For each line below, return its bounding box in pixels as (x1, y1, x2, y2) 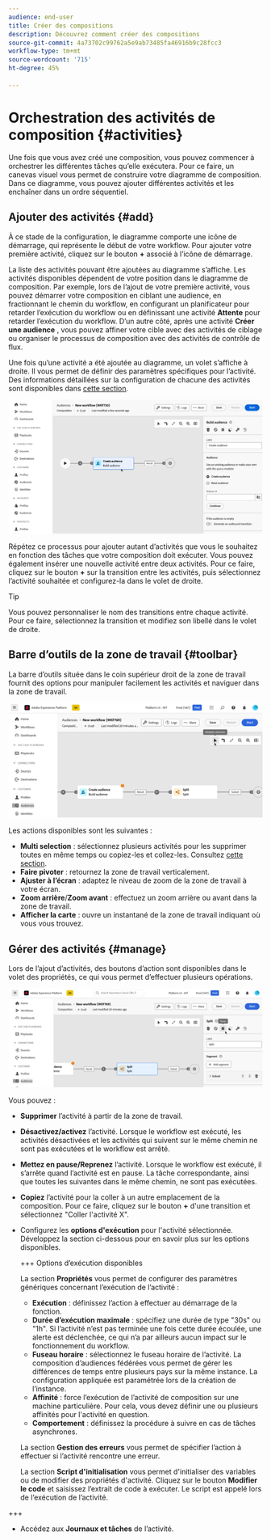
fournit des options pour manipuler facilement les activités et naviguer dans (8, 677, 260, 687)
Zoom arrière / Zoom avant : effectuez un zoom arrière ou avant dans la (19, 893, 257, 903)
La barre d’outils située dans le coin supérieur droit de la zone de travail (8, 669, 246, 679)
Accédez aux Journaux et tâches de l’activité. (19, 1524, 174, 1534)
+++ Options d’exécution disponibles (19, 1258, 143, 1268)
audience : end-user (8, 13, 74, 21)
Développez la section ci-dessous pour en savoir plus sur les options (19, 1234, 250, 1244)
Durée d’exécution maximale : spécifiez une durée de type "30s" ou (31, 1315, 261, 1325)
